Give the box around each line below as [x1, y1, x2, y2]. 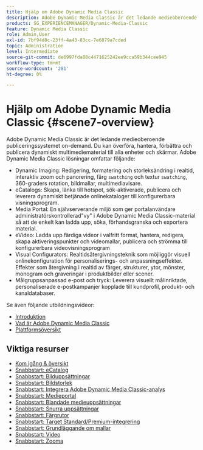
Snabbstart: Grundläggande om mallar [15, 424, 111, 432]
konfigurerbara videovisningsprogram [15, 244, 111, 252]
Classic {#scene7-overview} [6, 116, 155, 130]
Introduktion [15, 313, 46, 320]
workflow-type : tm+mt [6, 60, 61, 66]
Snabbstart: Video [15, 431, 61, 438]
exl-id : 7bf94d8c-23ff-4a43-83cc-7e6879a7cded [6, 37, 126, 43]
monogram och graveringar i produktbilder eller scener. [15, 270, 154, 277]
